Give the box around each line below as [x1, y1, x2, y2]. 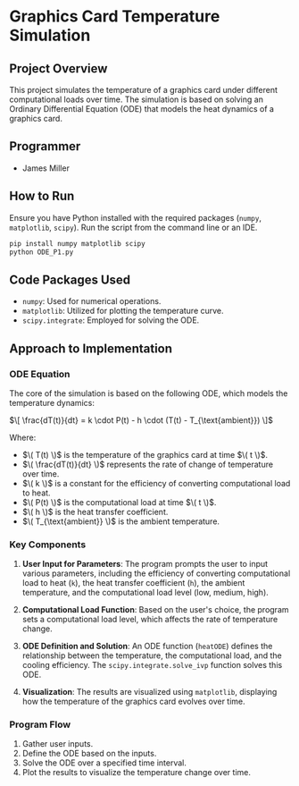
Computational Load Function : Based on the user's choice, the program [21, 604, 289, 615]
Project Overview [9, 61, 108, 76]
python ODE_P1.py [9, 248, 74, 257]
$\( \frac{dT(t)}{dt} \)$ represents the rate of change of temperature [21, 459, 274, 469]
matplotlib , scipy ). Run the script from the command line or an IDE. [9, 222, 258, 232]
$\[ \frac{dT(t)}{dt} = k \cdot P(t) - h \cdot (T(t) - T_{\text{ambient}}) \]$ [9, 414, 274, 426]
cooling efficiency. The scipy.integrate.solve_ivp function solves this [21, 660, 283, 671]
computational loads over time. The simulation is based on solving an [9, 94, 263, 105]
